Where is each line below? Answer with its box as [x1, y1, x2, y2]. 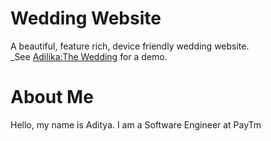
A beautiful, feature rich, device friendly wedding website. [10, 40, 250, 52]
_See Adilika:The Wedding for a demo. [10, 50, 168, 62]
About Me [10, 86, 94, 109]
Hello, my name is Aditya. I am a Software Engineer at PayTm [10, 118, 262, 131]
